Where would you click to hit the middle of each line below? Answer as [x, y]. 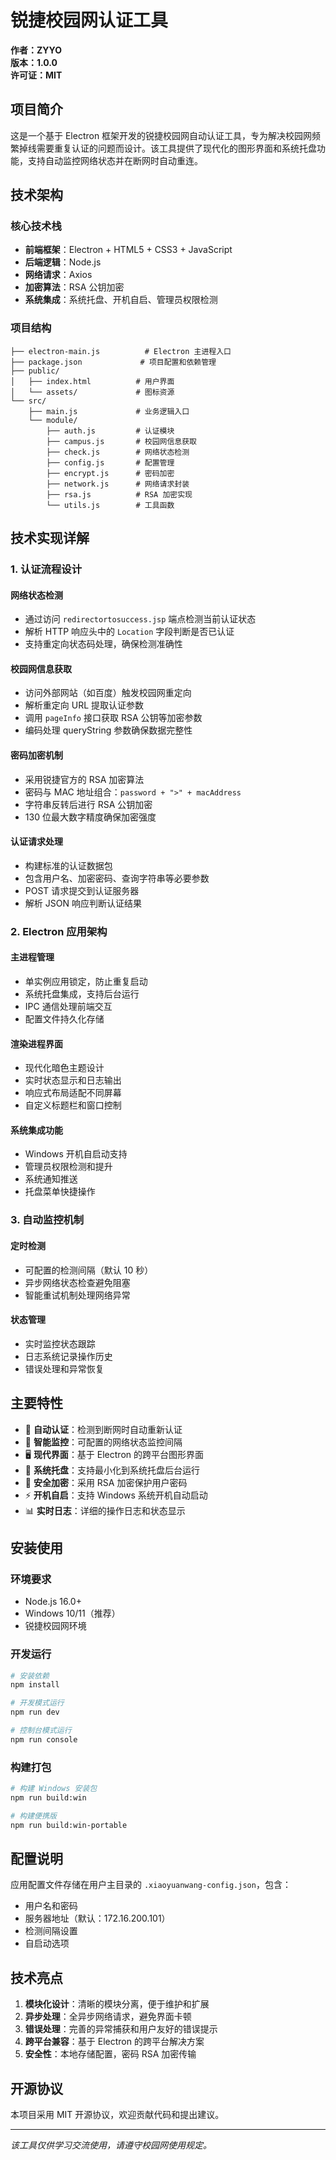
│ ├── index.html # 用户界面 [92, 381]
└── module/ [53, 420]
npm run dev [35, 1712]
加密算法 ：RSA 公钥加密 [74, 287]
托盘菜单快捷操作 [60, 1192]
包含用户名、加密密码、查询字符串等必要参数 [117, 878]
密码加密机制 [36, 755]
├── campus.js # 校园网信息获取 [122, 441]
